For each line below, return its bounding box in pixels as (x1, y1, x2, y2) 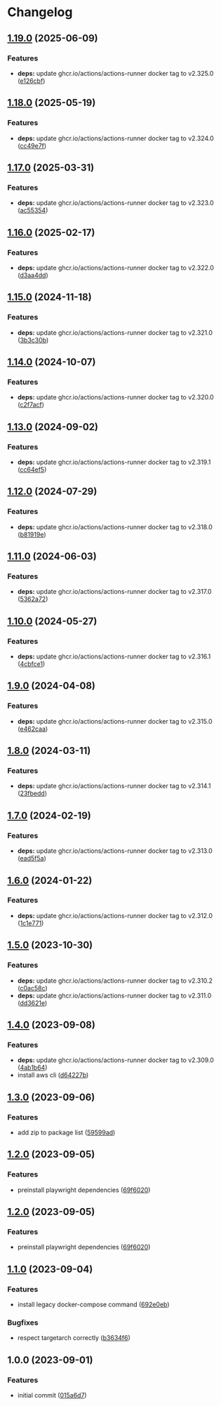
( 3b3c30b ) (17, 336, 49, 344)
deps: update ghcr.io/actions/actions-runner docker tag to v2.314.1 (17, 782, 211, 790)
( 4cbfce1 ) (17, 660, 46, 668)
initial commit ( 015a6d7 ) (17, 1391, 87, 1399)
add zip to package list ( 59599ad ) (17, 1128, 116, 1136)
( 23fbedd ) (17, 789, 48, 797)
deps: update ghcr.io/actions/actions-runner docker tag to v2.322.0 (17, 263, 214, 272)
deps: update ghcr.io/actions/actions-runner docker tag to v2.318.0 (17, 522, 213, 531)
